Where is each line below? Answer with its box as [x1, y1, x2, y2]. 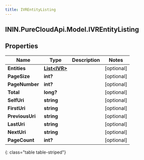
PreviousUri [7, 112, 36, 119]
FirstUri [7, 105, 26, 111]
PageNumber [7, 80, 39, 87]
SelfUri [7, 97, 25, 104]
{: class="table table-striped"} [5, 149, 66, 155]
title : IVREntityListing [5, 7, 56, 12]
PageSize [7, 73, 30, 80]
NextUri [7, 129, 26, 135]
